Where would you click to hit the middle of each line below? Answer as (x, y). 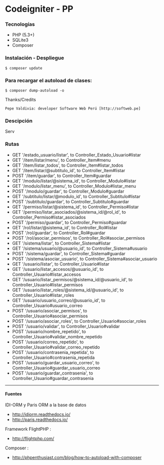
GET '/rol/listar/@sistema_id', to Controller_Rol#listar (65, 227)
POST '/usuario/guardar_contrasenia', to (52, 373)
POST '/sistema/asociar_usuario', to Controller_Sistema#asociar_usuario (85, 259)
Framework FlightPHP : (28, 429)
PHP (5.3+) (23, 35)
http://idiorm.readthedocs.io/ (41, 414)
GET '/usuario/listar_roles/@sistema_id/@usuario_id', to (68, 290)
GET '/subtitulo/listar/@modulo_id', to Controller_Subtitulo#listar (76, 196)
